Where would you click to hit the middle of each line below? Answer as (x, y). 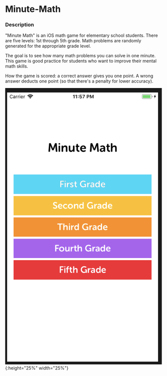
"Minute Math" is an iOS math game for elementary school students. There (82, 35)
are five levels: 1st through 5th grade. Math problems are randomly (73, 41)
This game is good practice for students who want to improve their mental (81, 61)
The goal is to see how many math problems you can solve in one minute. (80, 56)
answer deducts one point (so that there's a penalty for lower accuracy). (79, 81)
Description (20, 25)
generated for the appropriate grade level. (48, 46)
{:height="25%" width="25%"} (37, 368)
